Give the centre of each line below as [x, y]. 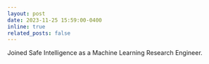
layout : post [26, 14]
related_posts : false [39, 33]
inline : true [26, 26]
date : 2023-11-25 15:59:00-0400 [55, 20]
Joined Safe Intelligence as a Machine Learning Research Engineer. [105, 53]
